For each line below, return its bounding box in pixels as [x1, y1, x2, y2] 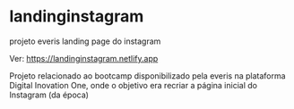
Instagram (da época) [9, 89, 90, 100]
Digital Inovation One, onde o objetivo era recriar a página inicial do [9, 80, 258, 90]
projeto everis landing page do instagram [9, 36, 161, 46]
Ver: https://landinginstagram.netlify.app [9, 53, 159, 63]
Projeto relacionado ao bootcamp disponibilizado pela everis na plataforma [9, 70, 286, 81]
